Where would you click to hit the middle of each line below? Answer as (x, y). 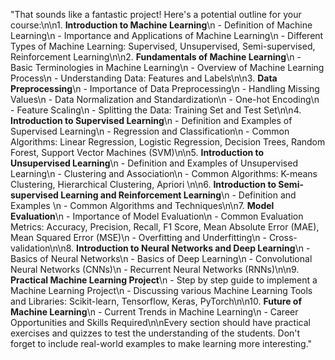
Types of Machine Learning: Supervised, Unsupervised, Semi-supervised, (163, 46)
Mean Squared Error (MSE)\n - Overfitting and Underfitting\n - (138, 237)
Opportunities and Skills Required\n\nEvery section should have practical (160, 322)
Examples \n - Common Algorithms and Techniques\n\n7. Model (142, 205)
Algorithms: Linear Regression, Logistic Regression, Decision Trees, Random (168, 142)
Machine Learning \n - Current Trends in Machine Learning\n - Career (154, 312)
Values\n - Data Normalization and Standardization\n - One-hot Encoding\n (165, 99)
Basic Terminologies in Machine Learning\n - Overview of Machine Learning (167, 67)
